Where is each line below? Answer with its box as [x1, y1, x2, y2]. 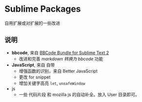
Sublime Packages [4, 3, 81, 15]
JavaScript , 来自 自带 [11, 62, 55, 68]
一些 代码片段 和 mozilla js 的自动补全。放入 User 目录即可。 [18, 91, 140, 97]
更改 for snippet [18, 74, 51, 80]
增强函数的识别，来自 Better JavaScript [18, 68, 98, 74]
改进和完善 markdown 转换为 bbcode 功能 [18, 56, 103, 61]
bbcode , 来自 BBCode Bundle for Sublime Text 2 [11, 50, 109, 56]
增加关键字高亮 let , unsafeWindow [18, 80, 86, 86]
